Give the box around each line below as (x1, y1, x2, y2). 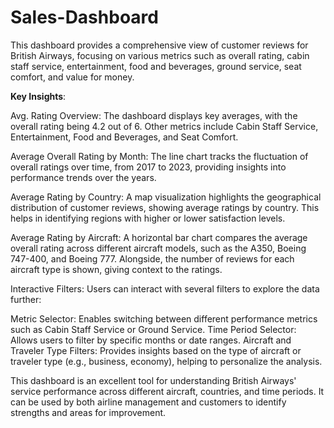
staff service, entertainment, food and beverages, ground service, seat (10, 60, 302, 72)
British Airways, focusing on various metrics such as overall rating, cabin (10, 49, 310, 61)
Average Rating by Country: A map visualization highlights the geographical (10, 191, 322, 203)
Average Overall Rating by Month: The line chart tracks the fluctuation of (10, 150, 309, 162)
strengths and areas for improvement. (10, 406, 167, 418)
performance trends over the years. (10, 171, 157, 183)
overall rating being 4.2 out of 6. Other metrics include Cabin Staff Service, (10, 120, 319, 132)
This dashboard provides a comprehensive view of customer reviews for (10, 39, 309, 51)
